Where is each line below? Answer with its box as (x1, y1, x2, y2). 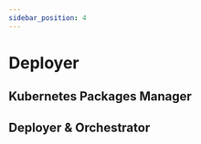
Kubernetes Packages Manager (8, 88, 193, 105)
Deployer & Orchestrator (8, 119, 151, 135)
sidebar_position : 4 (8, 13, 88, 23)
